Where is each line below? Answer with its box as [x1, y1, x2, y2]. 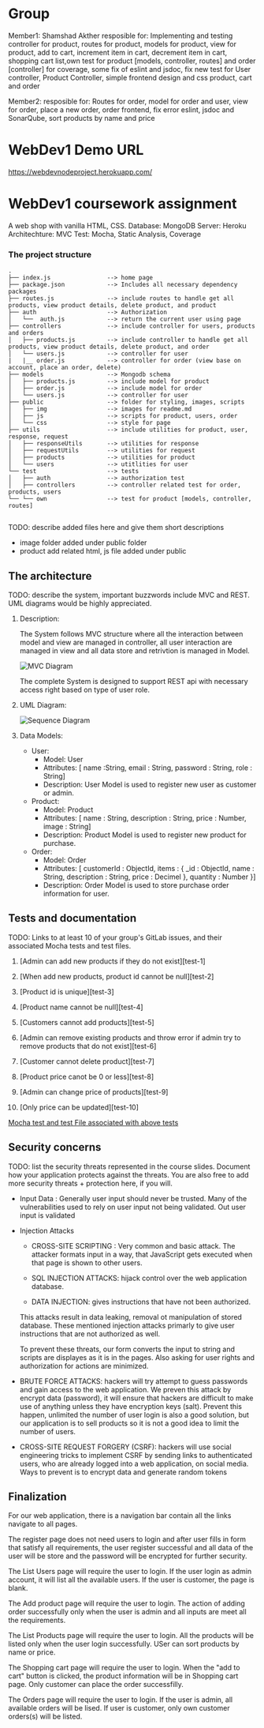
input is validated [19, 1210, 76, 1220]
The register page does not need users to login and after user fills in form [8, 1535, 247, 1544]
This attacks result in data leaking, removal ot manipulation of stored [19, 1312, 243, 1321]
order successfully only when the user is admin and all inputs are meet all [8, 1607, 247, 1617]
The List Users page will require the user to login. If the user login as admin [8, 1567, 252, 1576]
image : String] [43, 821, 91, 831]
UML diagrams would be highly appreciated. [8, 598, 152, 608]
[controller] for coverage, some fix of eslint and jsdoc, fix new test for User [8, 64, 251, 73]
